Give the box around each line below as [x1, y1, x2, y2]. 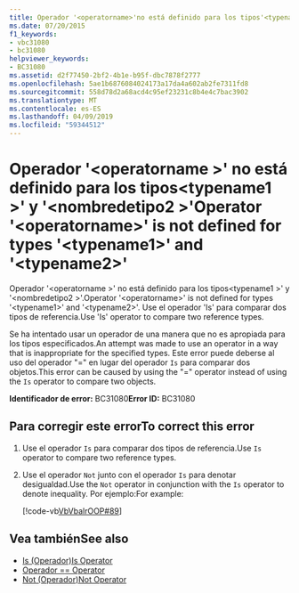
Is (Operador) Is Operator [21, 555, 113, 565]
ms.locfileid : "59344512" [9, 121, 105, 130]
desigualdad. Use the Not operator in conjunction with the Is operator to [21, 478, 285, 490]
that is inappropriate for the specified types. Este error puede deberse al [9, 347, 275, 358]
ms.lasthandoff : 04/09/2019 [9, 112, 114, 121]
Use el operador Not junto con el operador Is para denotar [21, 469, 237, 480]
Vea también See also [9, 532, 129, 547]
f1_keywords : [9, 29, 58, 38]
